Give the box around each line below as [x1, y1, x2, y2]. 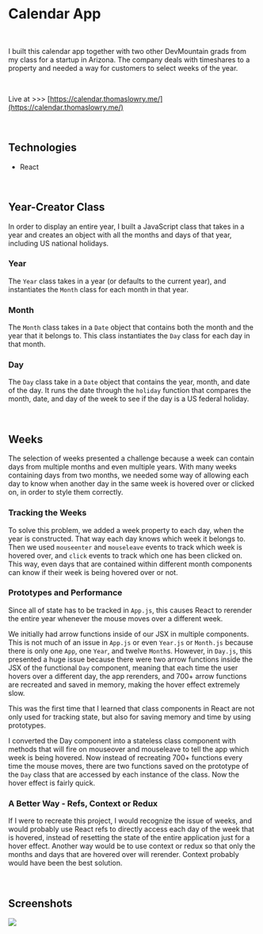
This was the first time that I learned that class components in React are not [8, 704, 255, 713]
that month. [8, 339, 46, 349]
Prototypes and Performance [8, 587, 123, 598]
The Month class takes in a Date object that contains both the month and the [8, 322, 254, 332]
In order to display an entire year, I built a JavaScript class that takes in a [8, 222, 245, 231]
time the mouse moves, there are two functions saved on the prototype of [8, 761, 250, 770]
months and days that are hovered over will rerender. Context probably [8, 850, 239, 859]
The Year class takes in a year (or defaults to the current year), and [8, 276, 227, 286]
